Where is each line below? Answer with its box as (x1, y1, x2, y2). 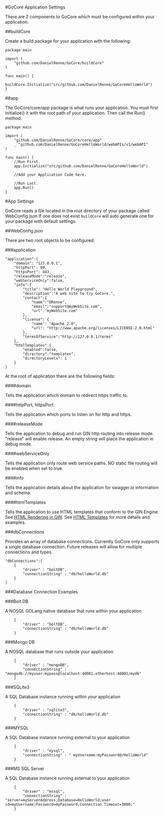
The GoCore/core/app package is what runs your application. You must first (5, 105, 159, 111)
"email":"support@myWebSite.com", (31, 304, 102, 309)
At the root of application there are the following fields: (5, 373, 116, 379)
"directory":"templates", (23, 351, 76, 356)
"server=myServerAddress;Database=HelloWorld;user (5, 798, 111, 803)
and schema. (5, 490, 31, 496)
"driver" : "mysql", (23, 748, 65, 753)
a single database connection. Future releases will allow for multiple (5, 544, 142, 549)
